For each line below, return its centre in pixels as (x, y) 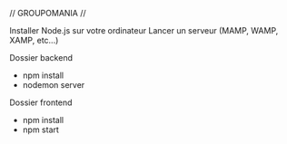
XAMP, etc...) (34, 40)
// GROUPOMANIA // (48, 13)
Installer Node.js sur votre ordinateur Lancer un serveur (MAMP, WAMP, (144, 30)
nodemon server (54, 85)
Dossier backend (41, 58)
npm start (40, 130)
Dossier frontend (41, 102)
